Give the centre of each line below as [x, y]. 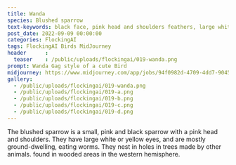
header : [28, 53]
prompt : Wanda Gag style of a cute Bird [67, 66]
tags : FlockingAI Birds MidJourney [59, 46]
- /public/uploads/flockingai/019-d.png [73, 112]
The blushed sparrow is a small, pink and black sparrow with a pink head [113, 131]
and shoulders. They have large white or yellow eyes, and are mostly [106, 139]
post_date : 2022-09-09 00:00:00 [54, 33]
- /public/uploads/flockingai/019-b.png [73, 99]
